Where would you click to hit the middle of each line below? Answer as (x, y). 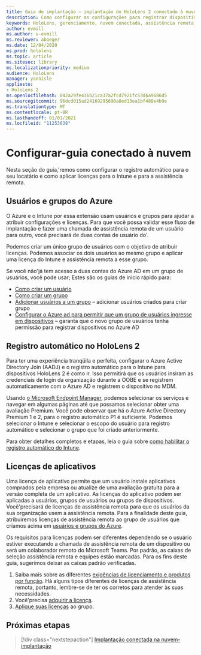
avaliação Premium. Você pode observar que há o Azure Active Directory (96, 410)
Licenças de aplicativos (51, 467)
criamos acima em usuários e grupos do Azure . (65, 525)
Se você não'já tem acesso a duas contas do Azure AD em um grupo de (95, 271)
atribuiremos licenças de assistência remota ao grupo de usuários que (93, 519)
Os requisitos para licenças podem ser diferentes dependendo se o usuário (99, 537)
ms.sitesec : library (32, 62)
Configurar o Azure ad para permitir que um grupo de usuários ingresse (103, 314)
